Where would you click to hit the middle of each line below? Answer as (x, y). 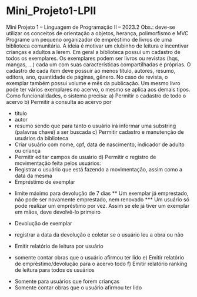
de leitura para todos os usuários (55, 270)
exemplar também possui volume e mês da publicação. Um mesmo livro (93, 83)
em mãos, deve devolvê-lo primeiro (58, 212)
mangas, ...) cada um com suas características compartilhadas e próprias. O (98, 64)
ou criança (28, 150)
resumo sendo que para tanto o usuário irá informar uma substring (95, 126)
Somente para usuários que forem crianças (67, 281)
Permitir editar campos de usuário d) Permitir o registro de (85, 157)
